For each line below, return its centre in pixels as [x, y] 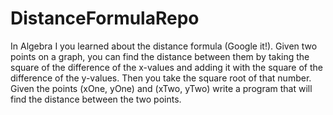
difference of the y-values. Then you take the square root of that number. [161, 78]
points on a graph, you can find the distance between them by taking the [160, 56]
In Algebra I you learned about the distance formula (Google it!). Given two [164, 46]
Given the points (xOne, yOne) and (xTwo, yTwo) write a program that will [161, 88]
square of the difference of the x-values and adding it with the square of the [166, 67]
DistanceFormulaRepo [105, 18]
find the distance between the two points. [96, 99]
